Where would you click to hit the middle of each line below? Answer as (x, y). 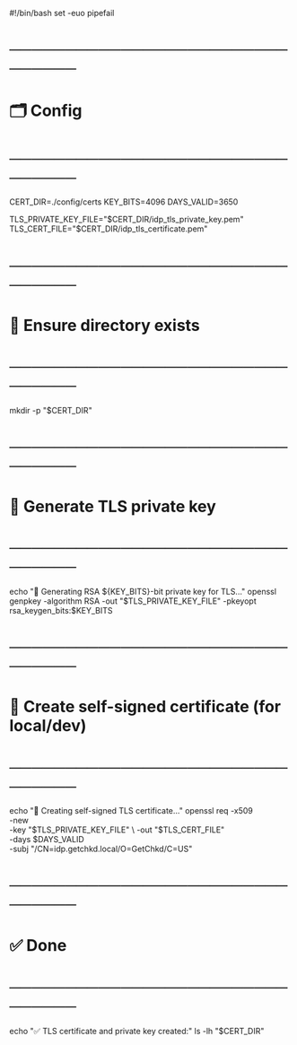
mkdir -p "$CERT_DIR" (51, 410)
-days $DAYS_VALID (47, 840)
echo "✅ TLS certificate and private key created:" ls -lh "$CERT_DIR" (137, 1031)
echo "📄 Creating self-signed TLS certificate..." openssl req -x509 (131, 811)
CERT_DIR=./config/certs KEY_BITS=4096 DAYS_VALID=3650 (124, 202)
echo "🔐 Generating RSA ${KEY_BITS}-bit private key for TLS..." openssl (143, 591)
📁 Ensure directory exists (105, 325)
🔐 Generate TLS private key (113, 507)
